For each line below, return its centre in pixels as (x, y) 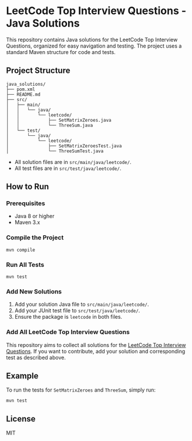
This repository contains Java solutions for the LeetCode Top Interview (92, 39)
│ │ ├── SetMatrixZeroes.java (59, 120)
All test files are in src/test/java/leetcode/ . (68, 168)
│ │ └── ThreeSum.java (50, 125)
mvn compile (21, 250)
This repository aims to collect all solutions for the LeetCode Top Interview (96, 345)
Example (22, 376)
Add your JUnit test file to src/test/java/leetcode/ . (77, 310)
